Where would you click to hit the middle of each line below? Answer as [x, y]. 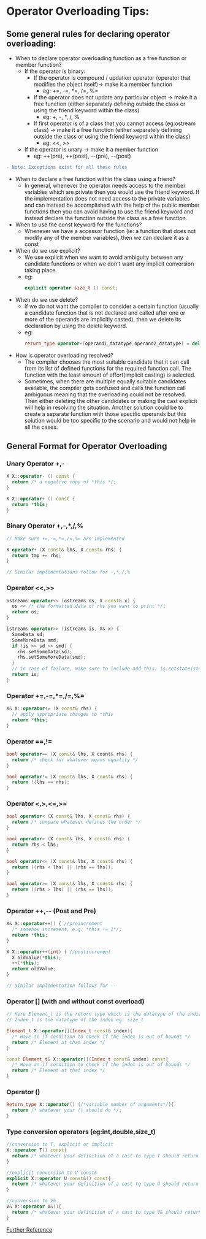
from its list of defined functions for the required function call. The [108, 368]
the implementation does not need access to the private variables [107, 198]
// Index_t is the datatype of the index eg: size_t [75, 1020]
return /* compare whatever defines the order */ [76, 822]
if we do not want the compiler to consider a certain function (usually [112, 306]
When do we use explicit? [48, 250]
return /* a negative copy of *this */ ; [64, 482]
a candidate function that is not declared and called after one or [105, 313]
